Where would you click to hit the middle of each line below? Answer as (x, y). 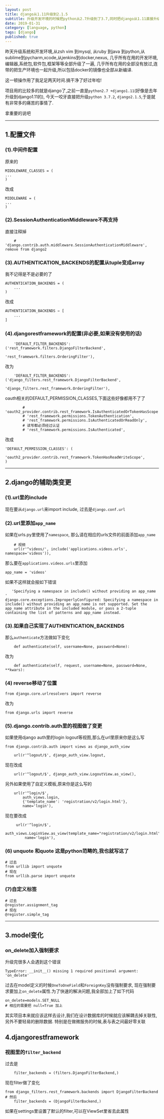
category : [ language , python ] (36, 28)
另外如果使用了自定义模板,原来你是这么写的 (49, 784)
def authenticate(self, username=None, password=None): (72, 647)
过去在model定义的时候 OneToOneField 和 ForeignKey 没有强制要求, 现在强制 (78, 985)
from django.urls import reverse (39, 712)
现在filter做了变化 (23, 1082)
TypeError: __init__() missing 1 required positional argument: (72, 971)
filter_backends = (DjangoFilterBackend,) (58, 1101)
